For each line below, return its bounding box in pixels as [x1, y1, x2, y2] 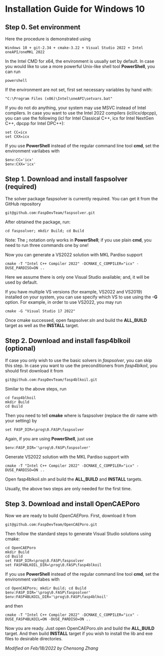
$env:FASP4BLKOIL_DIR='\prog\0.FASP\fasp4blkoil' [5, 594, 109, 600]
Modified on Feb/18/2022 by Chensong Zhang [5, 645, 99, 651]
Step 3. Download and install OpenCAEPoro [5, 500, 141, 508]
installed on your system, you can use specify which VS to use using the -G [5, 294, 158, 300]
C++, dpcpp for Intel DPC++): [5, 121, 65, 126]
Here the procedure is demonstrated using [5, 36, 91, 42]
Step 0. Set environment [5, 23, 81, 31]
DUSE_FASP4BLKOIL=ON [5, 617, 47, 622]
